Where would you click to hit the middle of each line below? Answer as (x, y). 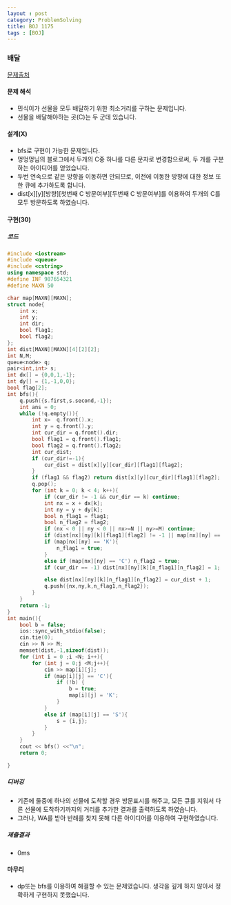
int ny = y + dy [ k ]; (73, 510)
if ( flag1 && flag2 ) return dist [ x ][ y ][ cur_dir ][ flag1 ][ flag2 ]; (126, 478)
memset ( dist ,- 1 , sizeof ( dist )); (64, 650)
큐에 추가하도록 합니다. (55, 185)
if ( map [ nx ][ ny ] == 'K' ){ (81, 542)
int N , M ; (20, 356)
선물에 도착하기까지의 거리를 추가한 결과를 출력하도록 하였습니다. (111, 809)
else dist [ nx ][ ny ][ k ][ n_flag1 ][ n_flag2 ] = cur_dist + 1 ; (128, 580)
